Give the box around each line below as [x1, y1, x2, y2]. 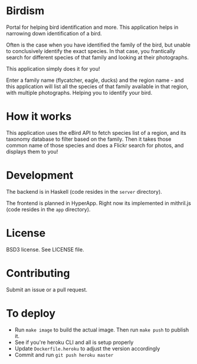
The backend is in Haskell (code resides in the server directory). [6, 188, 162, 195]
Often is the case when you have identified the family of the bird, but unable [6, 41, 191, 48]
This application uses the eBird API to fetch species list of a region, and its [6, 129, 187, 136]
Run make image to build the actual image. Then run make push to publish [14, 326, 189, 333]
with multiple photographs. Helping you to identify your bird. [6, 89, 152, 96]
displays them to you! [6, 148, 58, 155]
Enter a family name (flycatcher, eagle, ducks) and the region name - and [6, 77, 184, 84]
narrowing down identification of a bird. [6, 29, 102, 37]
